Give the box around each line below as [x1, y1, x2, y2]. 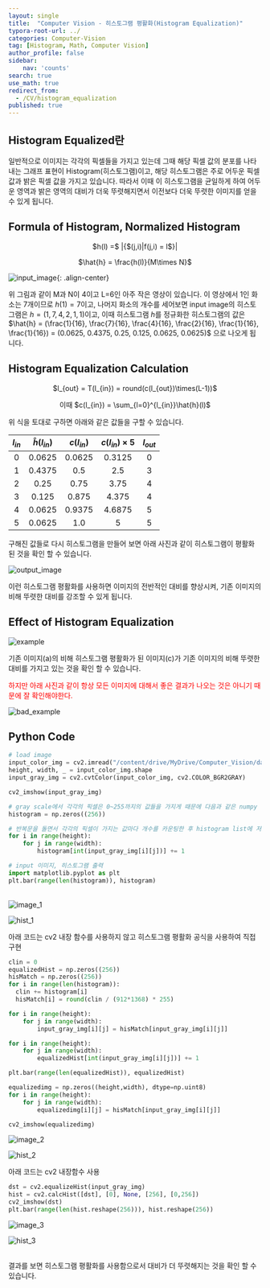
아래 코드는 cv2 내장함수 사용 [8, 1167, 100, 1177]
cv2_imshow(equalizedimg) [8, 1120, 95, 1129]
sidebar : [8, 57, 38, 65]
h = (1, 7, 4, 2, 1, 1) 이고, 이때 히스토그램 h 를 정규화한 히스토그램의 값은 [29, 309, 246, 319]
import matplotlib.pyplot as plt [8, 869, 121, 877]
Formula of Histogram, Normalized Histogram [8, 220, 241, 234]
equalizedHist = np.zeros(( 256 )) [8, 965, 121, 973]
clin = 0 [8, 958, 38, 966]
